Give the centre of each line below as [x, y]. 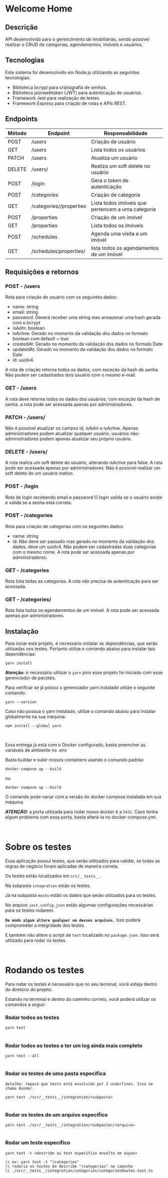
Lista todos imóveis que [118, 203]
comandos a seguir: [25, 1005]
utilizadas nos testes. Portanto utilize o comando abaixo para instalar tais [80, 649]
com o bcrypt [26, 323]
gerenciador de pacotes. [30, 678]
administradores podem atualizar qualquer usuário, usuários [67, 433]
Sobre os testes [38, 847]
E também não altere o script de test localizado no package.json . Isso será [82, 935]
